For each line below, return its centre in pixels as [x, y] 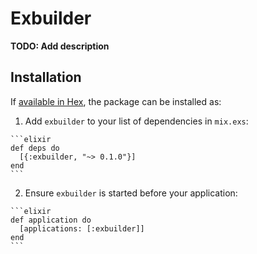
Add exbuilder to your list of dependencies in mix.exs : [136, 121]
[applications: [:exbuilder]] [82, 228]
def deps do [35, 148]
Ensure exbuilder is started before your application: [131, 193]
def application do [51, 220]
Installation [46, 77]
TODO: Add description [60, 46]
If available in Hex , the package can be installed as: [116, 101]
